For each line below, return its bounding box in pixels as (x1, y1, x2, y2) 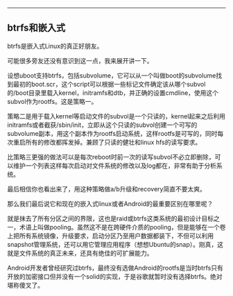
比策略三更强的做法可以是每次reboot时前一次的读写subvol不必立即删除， (7, 153, 215, 161)
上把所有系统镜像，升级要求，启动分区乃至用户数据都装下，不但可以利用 (7, 232, 214, 240)
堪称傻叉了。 (7, 281, 44, 289)
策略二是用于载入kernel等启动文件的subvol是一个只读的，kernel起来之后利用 (7, 112, 226, 120)
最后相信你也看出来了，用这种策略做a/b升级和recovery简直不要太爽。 (7, 184, 206, 193)
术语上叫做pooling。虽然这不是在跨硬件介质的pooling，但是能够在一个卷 (19, 223, 226, 231)
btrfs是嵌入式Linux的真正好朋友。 (7, 42, 103, 50)
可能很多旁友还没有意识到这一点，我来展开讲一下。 (7, 56, 153, 64)
